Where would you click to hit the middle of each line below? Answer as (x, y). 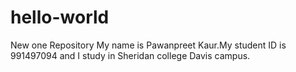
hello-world (60, 17)
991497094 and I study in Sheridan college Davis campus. (130, 55)
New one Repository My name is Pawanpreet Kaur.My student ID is (148, 45)
